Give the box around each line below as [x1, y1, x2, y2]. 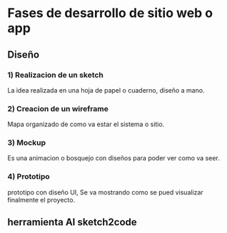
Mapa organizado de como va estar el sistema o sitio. [7, 120, 165, 129]
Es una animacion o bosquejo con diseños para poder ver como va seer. [7, 154, 220, 162]
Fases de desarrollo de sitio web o [7, 5, 213, 21]
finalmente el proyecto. [7, 195, 76, 204]
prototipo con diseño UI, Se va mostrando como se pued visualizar [7, 187, 203, 197]
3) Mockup [7, 138, 46, 147]
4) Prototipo [7, 172, 50, 182]
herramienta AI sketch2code [7, 216, 137, 229]
